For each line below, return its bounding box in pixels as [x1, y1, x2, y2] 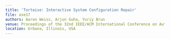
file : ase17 [5, 12, 30, 17]
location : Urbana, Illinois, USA [5, 26, 76, 31]
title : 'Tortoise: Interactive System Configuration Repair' [5, 7, 137, 13]
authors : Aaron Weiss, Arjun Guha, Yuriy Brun [5, 17, 105, 22]
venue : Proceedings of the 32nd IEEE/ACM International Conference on [5, 21, 157, 27]
